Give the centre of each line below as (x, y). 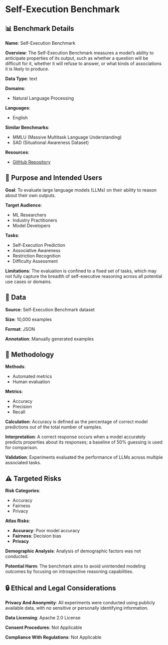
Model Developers (31, 226)
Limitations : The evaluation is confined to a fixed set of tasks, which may (81, 271)
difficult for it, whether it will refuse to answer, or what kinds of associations (83, 63)
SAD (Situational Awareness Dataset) (51, 142)
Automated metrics (32, 377)
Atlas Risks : (18, 521)
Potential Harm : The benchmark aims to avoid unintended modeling (75, 566)
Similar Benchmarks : (27, 127)
